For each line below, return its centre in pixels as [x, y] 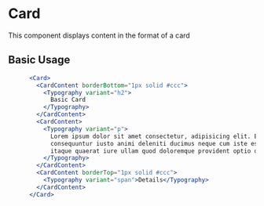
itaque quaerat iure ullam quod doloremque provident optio [150, 151]
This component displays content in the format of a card [99, 35]
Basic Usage [39, 60]
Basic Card [68, 100]
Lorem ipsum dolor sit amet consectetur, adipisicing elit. [150, 136]
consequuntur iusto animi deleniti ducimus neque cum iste [148, 143]
